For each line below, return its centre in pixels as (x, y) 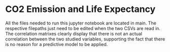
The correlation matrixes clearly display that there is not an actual (74, 33)
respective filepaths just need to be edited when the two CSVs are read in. (83, 28)
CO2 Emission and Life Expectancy (80, 9)
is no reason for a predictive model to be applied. (57, 44)
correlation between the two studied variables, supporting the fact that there (85, 39)
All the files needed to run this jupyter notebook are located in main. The (81, 23)
